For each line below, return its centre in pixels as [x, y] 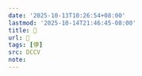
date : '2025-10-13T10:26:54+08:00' [67, 15]
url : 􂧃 [19, 38]
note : [17, 60]
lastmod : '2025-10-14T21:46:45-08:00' [72, 23]
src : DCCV [25, 52]
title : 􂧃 [23, 30]
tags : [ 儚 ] [26, 45]
